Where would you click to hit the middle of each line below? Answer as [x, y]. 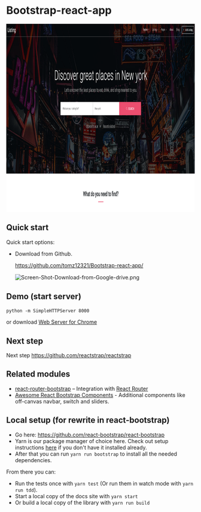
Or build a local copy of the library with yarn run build [82, 502]
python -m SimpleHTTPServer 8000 [48, 311]
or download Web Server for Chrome [52, 322]
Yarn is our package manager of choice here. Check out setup [92, 441]
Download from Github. [44, 254]
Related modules [38, 374]
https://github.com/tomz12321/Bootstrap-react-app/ [79, 265]
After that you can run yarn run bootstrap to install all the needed [96, 454]
